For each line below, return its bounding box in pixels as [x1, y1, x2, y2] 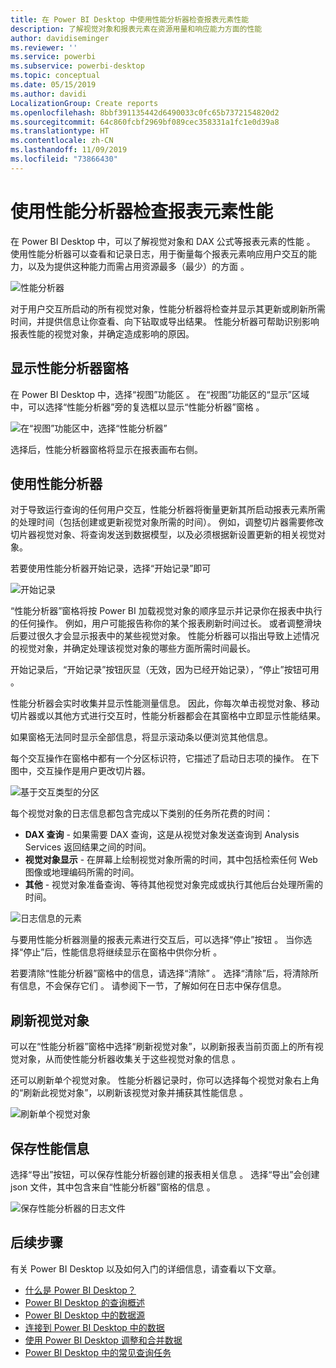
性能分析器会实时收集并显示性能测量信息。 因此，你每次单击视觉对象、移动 [10, 697, 320, 710]
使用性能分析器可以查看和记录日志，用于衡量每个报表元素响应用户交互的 [10, 247, 308, 260]
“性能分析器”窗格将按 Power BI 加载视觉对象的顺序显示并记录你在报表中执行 [10, 605, 323, 617]
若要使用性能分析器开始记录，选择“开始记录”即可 [10, 562, 212, 575]
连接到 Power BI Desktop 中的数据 [24, 1321, 165, 1333]
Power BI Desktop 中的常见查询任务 [24, 1346, 172, 1358]
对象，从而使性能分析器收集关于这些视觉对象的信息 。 [18, 1053, 241, 1065]
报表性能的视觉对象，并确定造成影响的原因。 [10, 327, 195, 340]
